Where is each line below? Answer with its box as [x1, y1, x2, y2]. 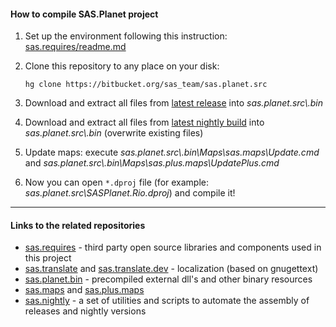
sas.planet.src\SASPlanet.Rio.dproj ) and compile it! [24, 187, 236, 199]
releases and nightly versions [24, 305, 147, 317]
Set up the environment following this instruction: [24, 30, 228, 42]
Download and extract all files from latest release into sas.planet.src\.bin [24, 97, 323, 109]
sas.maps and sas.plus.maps [24, 284, 145, 296]
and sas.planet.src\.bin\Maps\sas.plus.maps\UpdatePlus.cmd [24, 157, 280, 169]
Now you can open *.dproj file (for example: [24, 176, 210, 189]
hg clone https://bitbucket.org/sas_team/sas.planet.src [24, 80, 268, 90]
